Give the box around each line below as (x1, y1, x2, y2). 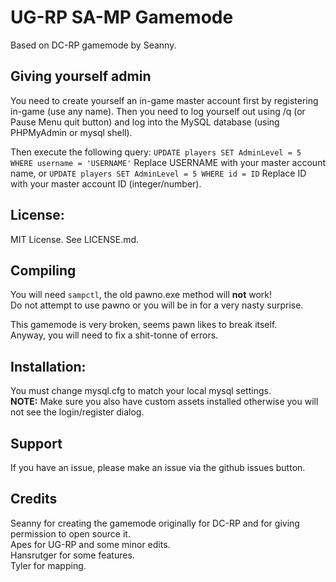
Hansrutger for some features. (10, 549, 135, 561)
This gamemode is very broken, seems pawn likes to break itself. (10, 319, 278, 331)
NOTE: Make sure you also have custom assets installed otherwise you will (10, 396, 319, 408)
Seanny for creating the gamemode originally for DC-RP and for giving (10, 517, 300, 529)
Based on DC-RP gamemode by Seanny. (10, 39, 177, 51)
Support (10, 435, 63, 452)
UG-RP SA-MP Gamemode (10, 6, 234, 29)
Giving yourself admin (10, 68, 152, 85)
